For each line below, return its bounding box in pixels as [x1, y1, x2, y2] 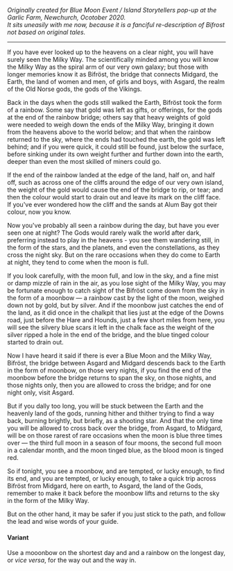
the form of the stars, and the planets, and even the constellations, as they [7, 243, 220, 251]
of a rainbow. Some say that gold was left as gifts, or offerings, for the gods [7, 106, 223, 114]
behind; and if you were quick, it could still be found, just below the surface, [7, 142, 224, 151]
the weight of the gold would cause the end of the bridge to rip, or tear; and [7, 185, 223, 194]
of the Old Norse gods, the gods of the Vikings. [7, 85, 142, 93]
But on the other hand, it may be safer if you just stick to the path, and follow [7, 510, 226, 518]
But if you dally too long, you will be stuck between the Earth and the [7, 402, 204, 410]
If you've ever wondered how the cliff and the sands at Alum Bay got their [7, 201, 218, 208]
